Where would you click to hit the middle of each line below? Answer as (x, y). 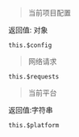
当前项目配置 (49, 13)
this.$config (30, 45)
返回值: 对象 (28, 30)
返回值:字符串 (31, 110)
